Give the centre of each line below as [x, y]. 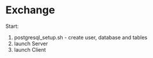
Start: [12, 26]
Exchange [30, 10]
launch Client [30, 49]
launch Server [31, 43]
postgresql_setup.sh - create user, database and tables [81, 37]
